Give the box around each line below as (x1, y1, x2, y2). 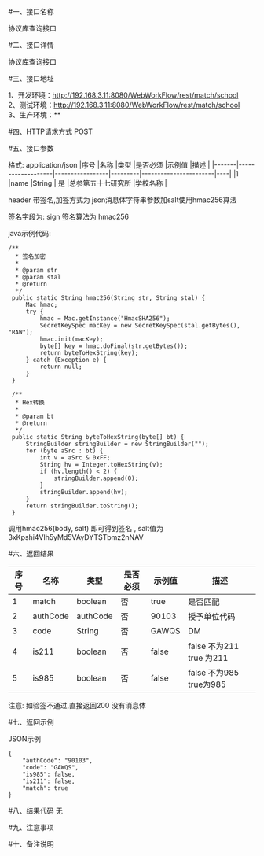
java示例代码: (8, 229, 51, 238)
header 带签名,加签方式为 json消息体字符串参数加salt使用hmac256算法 (8, 195, 237, 205)
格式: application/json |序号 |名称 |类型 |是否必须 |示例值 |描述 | (8, 160, 211, 169)
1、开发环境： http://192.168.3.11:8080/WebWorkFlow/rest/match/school (8, 90, 239, 100)
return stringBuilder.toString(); (25, 502, 139, 510)
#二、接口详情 (8, 40, 54, 50)
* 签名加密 (15, 253, 46, 260)
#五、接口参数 (8, 144, 54, 153)
